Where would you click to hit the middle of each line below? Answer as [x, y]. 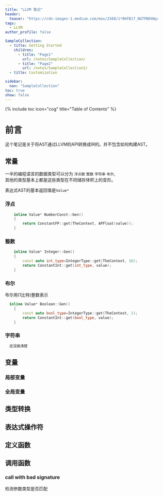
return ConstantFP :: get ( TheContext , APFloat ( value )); [78, 224]
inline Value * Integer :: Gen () [44, 252]
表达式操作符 [24, 427]
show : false [17, 95]
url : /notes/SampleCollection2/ [55, 68]
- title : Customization [33, 73]
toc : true [15, 91]
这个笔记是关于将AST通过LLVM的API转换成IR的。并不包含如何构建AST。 [78, 145]
